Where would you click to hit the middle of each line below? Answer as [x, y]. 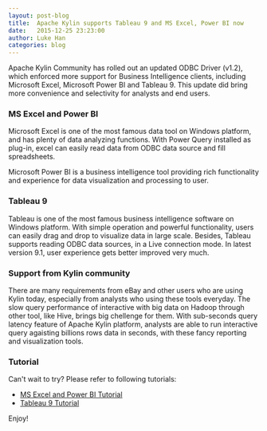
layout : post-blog [39, 16]
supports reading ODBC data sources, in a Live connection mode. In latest [130, 244]
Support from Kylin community [69, 273]
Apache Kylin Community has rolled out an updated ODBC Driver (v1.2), [126, 68]
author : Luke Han [37, 38]
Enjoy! [19, 418]
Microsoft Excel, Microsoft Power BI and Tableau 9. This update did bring [128, 85]
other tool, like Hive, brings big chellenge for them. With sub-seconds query [133, 316]
